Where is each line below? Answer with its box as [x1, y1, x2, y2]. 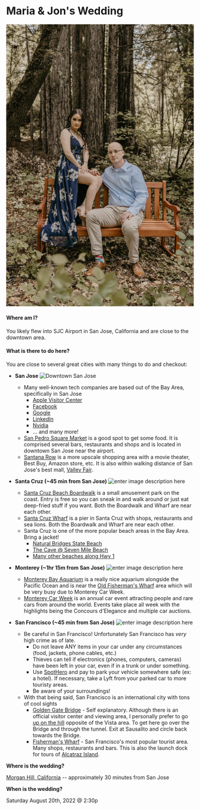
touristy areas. [32, 681, 68, 688]
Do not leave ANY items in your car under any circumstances [32, 643, 183, 650]
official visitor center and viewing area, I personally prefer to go [32, 713, 189, 720]
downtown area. [6, 334, 46, 341]
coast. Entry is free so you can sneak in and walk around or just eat [23, 496, 189, 503]
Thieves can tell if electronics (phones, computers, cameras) [32, 656, 182, 663]
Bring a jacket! [23, 533, 60, 541]
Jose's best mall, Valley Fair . [23, 466, 93, 473]
